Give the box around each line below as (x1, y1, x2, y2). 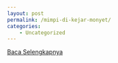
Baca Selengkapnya (7, 48, 63, 56)
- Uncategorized (19, 29, 66, 36)
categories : (7, 23, 41, 29)
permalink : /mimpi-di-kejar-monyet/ (7, 16, 111, 23)
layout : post (7, 10, 44, 17)
